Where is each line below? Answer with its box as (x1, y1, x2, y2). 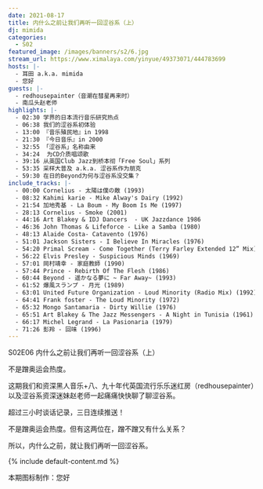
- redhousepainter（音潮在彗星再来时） (15, 92, 133, 100)
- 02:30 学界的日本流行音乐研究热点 (15, 114, 120, 122)
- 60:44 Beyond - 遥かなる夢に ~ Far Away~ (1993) (15, 274, 177, 283)
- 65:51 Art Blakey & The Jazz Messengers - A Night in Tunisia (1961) (15, 311, 254, 319)
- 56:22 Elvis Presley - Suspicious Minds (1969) (15, 252, 180, 260)
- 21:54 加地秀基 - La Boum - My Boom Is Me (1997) (15, 201, 182, 209)
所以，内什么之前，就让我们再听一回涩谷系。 (8, 441, 153, 451)
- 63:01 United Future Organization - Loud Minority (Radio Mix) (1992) (15, 289, 258, 297)
